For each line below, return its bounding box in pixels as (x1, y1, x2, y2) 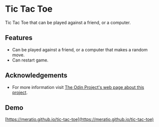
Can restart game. (12, 57, 49, 63)
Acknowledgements (5, 71, 68, 80)
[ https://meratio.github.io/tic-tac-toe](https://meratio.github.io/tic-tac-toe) (5, 116, 154, 123)
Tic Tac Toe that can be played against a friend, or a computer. (5, 20, 131, 25)
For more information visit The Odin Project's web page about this (12, 84, 144, 90)
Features (5, 34, 33, 42)
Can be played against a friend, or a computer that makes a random (12, 46, 148, 52)
